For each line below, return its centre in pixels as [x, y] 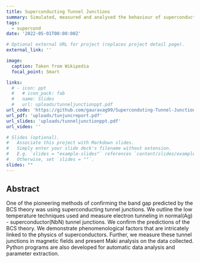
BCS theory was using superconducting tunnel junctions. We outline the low [99, 210]
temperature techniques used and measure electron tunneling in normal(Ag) [99, 216]
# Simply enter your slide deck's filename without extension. [89, 148]
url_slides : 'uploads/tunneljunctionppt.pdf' [63, 121]
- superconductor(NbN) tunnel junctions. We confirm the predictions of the [98, 222]
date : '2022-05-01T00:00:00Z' [44, 34]
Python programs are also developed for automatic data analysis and [91, 248]
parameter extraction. [33, 254]
